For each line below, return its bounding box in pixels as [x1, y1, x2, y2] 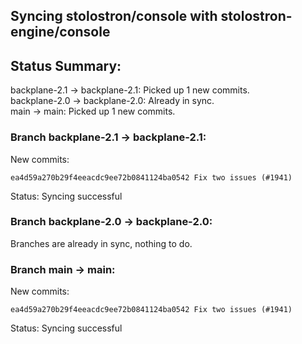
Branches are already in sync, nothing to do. [10, 237, 193, 249]
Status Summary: [10, 57, 122, 74]
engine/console [10, 24, 111, 41]
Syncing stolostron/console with [10, 8, 218, 25]
